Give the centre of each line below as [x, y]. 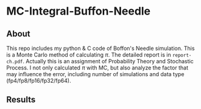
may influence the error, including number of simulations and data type [95, 74]
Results [21, 100]
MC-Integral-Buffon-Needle [79, 11]
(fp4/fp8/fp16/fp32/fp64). [39, 81]
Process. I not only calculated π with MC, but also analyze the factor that [97, 68]
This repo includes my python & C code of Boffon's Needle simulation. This [100, 48]
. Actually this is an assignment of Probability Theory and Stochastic [108, 61]
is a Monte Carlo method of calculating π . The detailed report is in [89, 55]
